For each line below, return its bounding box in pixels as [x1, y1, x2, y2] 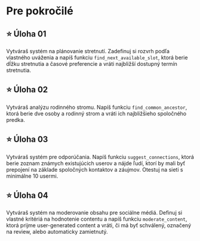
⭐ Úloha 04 [6, 190, 49, 201]
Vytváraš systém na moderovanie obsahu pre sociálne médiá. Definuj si [6, 209, 183, 216]
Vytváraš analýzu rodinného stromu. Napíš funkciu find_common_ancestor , [6, 103, 187, 111]
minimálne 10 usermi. [6, 172, 59, 179]
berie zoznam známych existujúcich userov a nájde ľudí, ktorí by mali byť [6, 160, 186, 167]
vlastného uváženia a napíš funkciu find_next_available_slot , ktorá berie [6, 54, 188, 61]
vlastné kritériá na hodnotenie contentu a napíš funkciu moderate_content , [6, 215, 187, 222]
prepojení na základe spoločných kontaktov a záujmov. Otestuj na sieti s [6, 166, 183, 173]
